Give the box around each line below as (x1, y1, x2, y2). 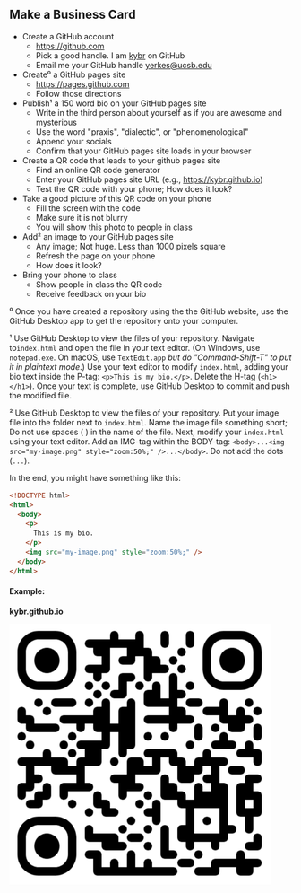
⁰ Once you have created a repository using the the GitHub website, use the (9, 305, 288, 317)
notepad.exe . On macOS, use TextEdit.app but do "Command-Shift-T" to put (9, 352, 292, 363)
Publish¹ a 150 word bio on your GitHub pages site (21, 98, 207, 109)
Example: (9, 586, 46, 597)
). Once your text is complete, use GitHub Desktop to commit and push (29, 381, 291, 391)
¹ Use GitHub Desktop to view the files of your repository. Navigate (9, 332, 255, 344)
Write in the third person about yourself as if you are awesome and (35, 107, 282, 118)
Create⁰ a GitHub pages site (21, 69, 126, 80)
